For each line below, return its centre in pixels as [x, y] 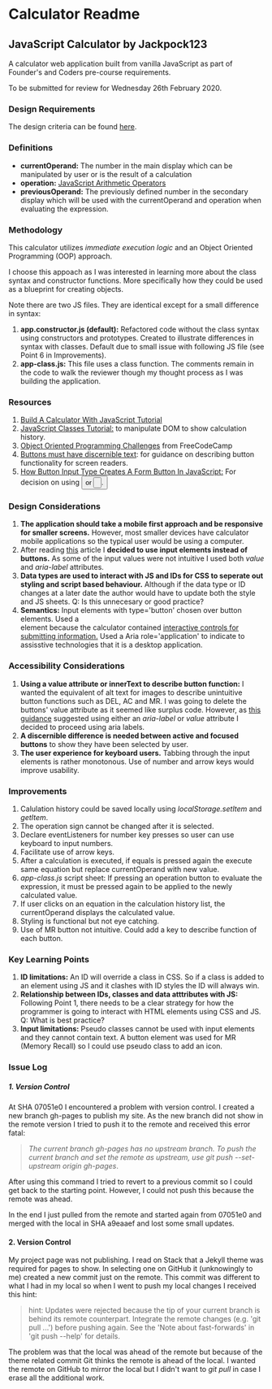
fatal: [17, 1133]
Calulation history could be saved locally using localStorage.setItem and [141, 809]
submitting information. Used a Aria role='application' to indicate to [132, 636]
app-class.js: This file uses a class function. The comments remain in [137, 363]
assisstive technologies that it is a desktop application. [111, 645]
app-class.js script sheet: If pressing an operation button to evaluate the [141, 878]
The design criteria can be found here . [73, 127]
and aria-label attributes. [62, 567]
